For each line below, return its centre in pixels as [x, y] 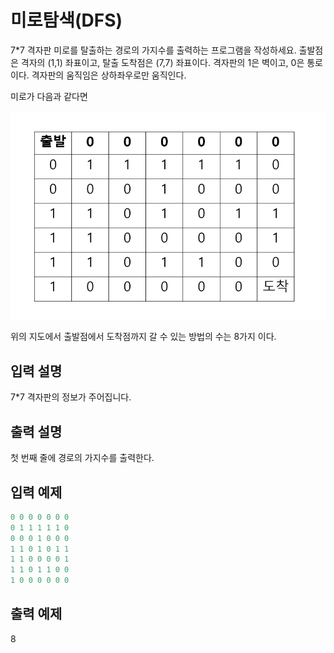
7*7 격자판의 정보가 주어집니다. [71, 397]
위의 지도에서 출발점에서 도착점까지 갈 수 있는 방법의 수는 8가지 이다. [143, 337]
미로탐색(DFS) [66, 20]
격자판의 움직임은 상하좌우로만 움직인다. [109, 75]
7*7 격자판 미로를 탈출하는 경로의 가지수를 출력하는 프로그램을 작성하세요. [153, 50]
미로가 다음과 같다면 [49, 96]
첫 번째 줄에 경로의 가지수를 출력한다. [82, 458]
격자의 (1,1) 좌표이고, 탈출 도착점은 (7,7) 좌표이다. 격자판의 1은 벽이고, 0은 [162, 62]
